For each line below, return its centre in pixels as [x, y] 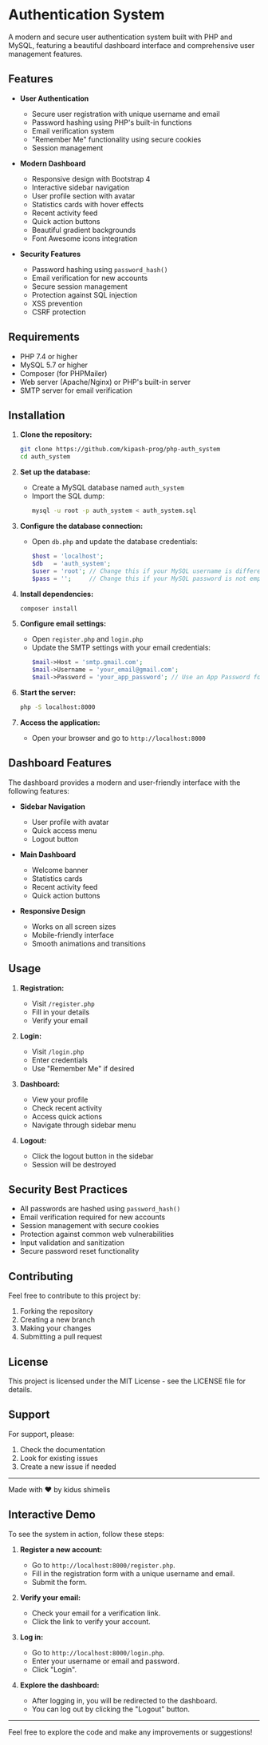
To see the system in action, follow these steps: [87, 1534]
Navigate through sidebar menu [84, 1125]
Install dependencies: [57, 594]
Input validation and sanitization [72, 1243]
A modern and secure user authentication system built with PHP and [120, 37]
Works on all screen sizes [74, 927]
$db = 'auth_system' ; [71, 563]
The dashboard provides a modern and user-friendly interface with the [124, 782]
